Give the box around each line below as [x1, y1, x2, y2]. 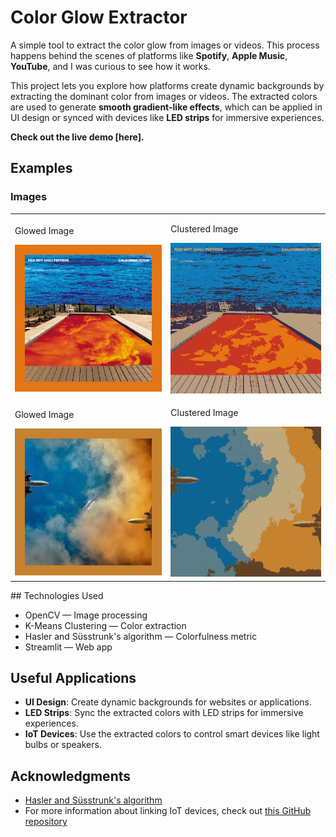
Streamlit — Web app [24, 641, 113, 653]
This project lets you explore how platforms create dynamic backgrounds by [10, 79, 325, 91]
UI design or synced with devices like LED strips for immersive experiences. [10, 111, 325, 123]
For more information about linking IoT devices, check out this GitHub [24, 805, 312, 817]
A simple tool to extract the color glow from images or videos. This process [10, 39, 320, 51]
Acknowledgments [10, 767, 132, 785]
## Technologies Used [10, 589, 104, 601]
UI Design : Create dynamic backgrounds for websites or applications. [24, 696, 312, 708]
